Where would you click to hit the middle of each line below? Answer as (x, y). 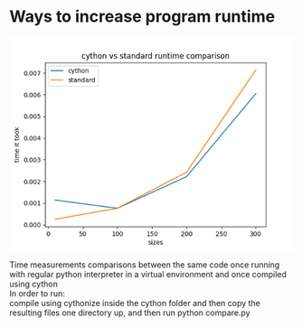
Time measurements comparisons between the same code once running (145, 265)
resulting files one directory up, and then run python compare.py (130, 313)
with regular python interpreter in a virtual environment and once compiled (148, 274)
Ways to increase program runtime (142, 17)
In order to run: (37, 293)
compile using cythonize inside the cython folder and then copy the (135, 303)
